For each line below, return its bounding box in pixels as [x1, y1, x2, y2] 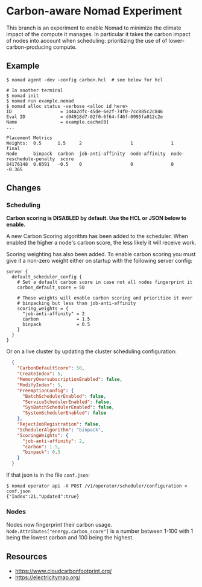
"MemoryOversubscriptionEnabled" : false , [17, 377, 122, 383]
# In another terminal [6, 87, 63, 93]
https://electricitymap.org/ [14, 574, 81, 581]
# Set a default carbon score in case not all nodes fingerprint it [17, 279, 193, 286]
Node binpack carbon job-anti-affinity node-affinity [6, 151, 166, 157]
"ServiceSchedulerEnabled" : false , [22, 399, 112, 405]
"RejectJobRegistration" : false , [17, 421, 101, 427]
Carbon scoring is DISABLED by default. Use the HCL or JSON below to [6, 215, 187, 222]
